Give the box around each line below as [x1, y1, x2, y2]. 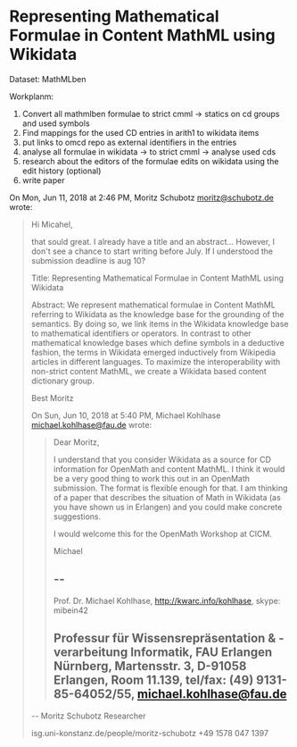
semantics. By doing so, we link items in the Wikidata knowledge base [30, 318, 289, 329]
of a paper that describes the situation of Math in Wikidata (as [53, 491, 281, 502]
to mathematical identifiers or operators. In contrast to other [30, 328, 252, 339]
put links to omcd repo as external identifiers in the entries [21, 137, 237, 147]
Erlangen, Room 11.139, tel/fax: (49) [53, 673, 254, 688]
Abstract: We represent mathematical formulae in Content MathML [30, 299, 276, 310]
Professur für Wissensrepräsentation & [53, 631, 276, 646]
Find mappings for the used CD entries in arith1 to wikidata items [21, 127, 260, 138]
